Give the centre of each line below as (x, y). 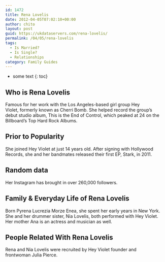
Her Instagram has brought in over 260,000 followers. (61, 182)
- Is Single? (24, 52)
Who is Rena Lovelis (38, 92)
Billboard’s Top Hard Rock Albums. (41, 121)
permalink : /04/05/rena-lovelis (39, 39)
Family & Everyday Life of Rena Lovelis (67, 199)
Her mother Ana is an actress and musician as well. (59, 221)
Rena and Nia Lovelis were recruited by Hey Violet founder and (71, 250)
